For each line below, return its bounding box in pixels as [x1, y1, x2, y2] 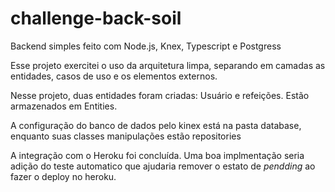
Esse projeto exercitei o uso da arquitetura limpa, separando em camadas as [10, 59, 326, 71]
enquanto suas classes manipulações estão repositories [10, 130, 242, 142]
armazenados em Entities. [10, 100, 118, 112]
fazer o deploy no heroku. [10, 170, 117, 182]
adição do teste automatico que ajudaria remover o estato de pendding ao [10, 160, 316, 172]
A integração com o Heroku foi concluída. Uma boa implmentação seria [10, 149, 305, 161]
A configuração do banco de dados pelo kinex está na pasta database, [10, 119, 302, 131]
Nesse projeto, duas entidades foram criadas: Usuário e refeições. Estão [10, 89, 310, 101]
